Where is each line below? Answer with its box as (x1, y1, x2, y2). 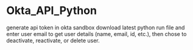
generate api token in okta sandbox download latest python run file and (6, 24, 185, 31)
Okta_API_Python (6, 4, 97, 18)
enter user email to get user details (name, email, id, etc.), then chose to (6, 30, 187, 37)
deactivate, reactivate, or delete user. (6, 37, 100, 44)
